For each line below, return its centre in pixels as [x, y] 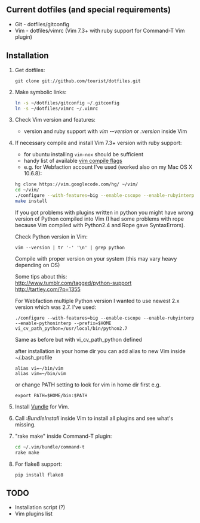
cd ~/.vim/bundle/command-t [50, 447]
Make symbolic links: [41, 92]
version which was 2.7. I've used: [56, 307]
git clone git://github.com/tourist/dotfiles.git [78, 81]
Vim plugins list [33, 514]
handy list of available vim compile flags [73, 161]
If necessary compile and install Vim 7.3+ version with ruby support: [98, 143]
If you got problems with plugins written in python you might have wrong [104, 212]
